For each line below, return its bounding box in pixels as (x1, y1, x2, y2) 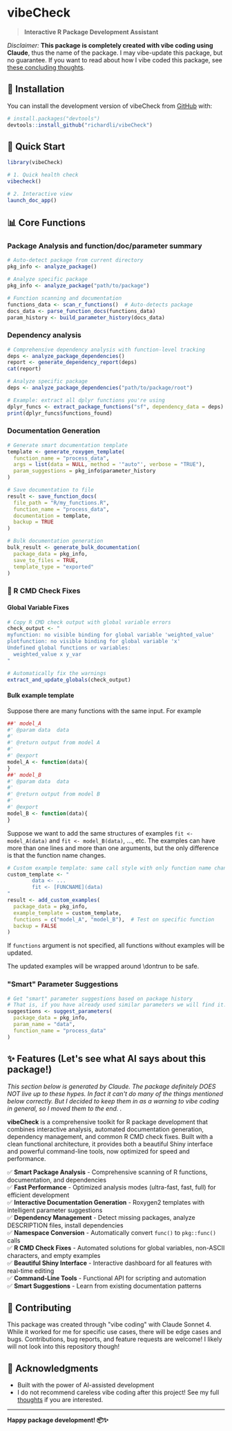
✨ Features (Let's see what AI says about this (7, 1053, 206, 1065)
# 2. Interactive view (7, 190, 72, 197)
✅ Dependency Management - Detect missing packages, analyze (7, 1213, 195, 1221)
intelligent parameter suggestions (7, 1206, 103, 1214)
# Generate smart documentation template (7, 442, 128, 449)
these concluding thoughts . (7, 63, 85, 71)
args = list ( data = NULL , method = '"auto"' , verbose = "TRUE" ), (13, 461, 206, 468)
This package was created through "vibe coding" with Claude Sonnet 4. (7, 1320, 212, 1329)
